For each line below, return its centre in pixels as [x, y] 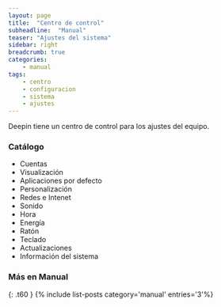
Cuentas [33, 164]
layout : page [30, 15]
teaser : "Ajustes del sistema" [60, 38]
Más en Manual [38, 277]
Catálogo [27, 147]
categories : [28, 60]
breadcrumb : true [37, 52]
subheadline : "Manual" [48, 30]
